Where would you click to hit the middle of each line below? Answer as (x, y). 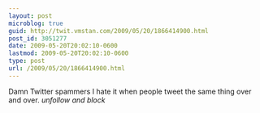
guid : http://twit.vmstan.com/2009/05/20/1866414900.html (108, 31)
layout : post (30, 16)
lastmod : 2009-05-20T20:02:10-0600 (69, 53)
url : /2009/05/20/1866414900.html (67, 69)
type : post (27, 61)
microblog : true (36, 23)
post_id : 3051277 (38, 38)
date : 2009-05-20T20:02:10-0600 (63, 46)
